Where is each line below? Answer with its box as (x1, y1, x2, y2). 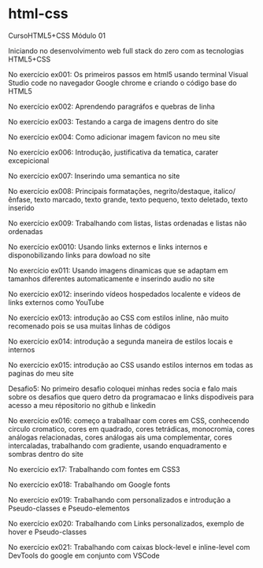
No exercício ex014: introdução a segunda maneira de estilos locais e (8, 336, 234, 346)
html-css (8, 5, 69, 23)
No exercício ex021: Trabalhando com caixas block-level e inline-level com (8, 542, 250, 551)
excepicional (8, 155, 50, 165)
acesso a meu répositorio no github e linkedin (8, 400, 156, 410)
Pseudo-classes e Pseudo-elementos (8, 503, 130, 513)
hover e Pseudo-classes (8, 527, 87, 536)
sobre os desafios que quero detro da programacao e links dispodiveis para (8, 392, 254, 402)
